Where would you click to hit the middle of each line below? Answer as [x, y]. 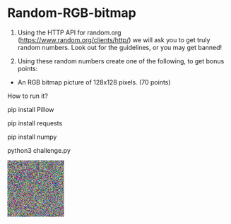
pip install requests [35, 123]
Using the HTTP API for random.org [69, 32]
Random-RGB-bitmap [72, 13]
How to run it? [28, 96]
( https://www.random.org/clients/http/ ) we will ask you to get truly [114, 39]
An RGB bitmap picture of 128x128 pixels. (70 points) [94, 82]
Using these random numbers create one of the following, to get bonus [121, 61]
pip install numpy [32, 137]
